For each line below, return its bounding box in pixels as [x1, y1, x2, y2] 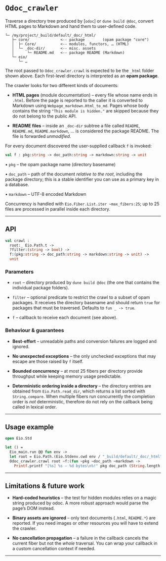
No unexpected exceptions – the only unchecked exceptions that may [12, 353, 156, 359]
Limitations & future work [5, 482, 85, 490]
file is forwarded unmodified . [12, 133, 72, 139]
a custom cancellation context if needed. [12, 546, 95, 552]
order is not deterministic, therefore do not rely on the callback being [12, 398, 153, 404]
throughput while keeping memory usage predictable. [12, 373, 122, 379]
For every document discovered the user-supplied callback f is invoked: [5, 143, 152, 149]
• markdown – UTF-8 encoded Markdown [5, 191, 86, 197]
